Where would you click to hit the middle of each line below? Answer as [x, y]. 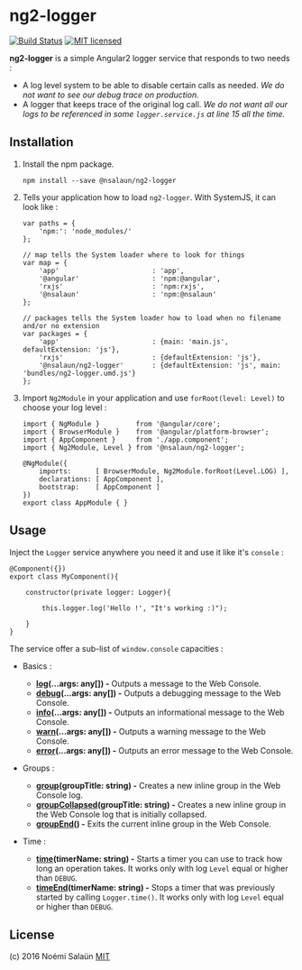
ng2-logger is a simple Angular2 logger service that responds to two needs [150, 58]
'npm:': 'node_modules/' [86, 231]
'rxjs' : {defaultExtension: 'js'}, [150, 357]
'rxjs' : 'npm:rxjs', [122, 286]
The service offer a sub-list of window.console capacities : [116, 648]
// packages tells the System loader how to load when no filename [151, 318]
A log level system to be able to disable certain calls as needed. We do [153, 85]
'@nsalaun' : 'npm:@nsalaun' [128, 294]
